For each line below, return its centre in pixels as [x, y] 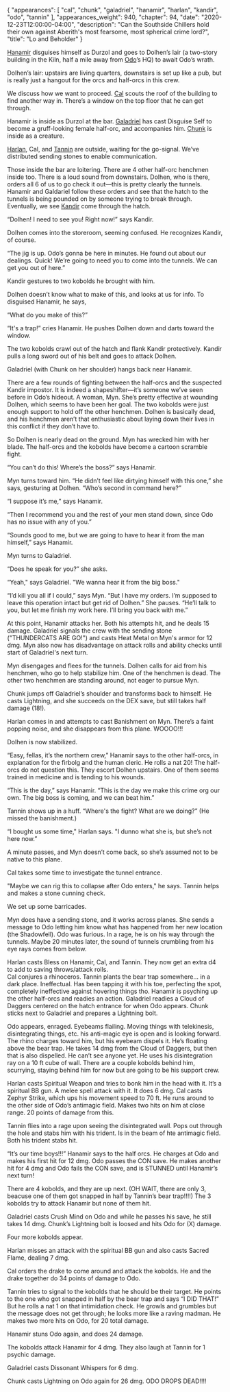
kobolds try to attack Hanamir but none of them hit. [79, 1203]
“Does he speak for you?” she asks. [57, 569]
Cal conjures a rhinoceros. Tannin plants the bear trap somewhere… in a [109, 977]
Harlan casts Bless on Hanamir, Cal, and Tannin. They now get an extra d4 [112, 962]
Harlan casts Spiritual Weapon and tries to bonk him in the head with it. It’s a [114, 1083]
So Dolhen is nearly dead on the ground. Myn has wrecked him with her [108, 439]
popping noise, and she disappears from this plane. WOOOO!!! [95, 729]
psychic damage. [31, 1354]
